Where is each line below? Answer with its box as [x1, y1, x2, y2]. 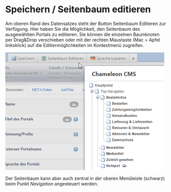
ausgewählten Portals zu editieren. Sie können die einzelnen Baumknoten [5, 31, 160, 37]
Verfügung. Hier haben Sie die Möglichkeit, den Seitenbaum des [5, 26, 140, 32]
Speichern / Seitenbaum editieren [5, 4, 151, 15]
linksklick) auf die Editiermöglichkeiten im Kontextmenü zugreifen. [5, 42, 144, 48]
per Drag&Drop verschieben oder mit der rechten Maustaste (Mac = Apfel [5, 37, 160, 43]
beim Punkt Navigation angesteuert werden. [5, 180, 99, 187]
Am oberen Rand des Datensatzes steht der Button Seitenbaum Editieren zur [5, 20, 166, 27]
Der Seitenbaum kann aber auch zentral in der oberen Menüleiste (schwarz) [5, 175, 165, 181]
